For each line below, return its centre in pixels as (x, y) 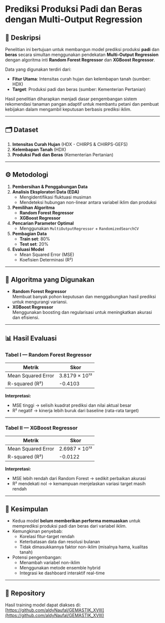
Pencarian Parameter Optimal (43, 223)
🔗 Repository (25, 593)
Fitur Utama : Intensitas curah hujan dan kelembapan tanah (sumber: (81, 79)
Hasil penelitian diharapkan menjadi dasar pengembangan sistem (71, 99)
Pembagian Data (29, 233)
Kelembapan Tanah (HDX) (39, 149)
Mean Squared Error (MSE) (47, 255)
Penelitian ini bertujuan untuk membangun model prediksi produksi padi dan (82, 49)
